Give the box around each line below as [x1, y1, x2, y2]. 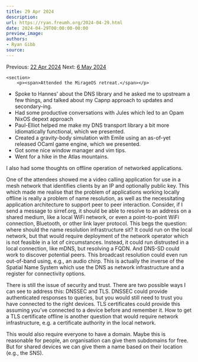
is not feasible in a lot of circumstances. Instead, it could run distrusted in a [6, 239, 189, 246]
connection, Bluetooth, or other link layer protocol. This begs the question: [6, 220, 187, 227]
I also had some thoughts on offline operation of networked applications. [6, 164, 183, 171]
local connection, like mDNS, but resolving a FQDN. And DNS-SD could [6, 244, 180, 252]
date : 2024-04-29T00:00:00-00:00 [6, 25, 89, 31]
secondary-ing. [14, 103, 52, 110]
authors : [6, 36, 28, 42]
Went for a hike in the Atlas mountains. [14, 153, 109, 160]
